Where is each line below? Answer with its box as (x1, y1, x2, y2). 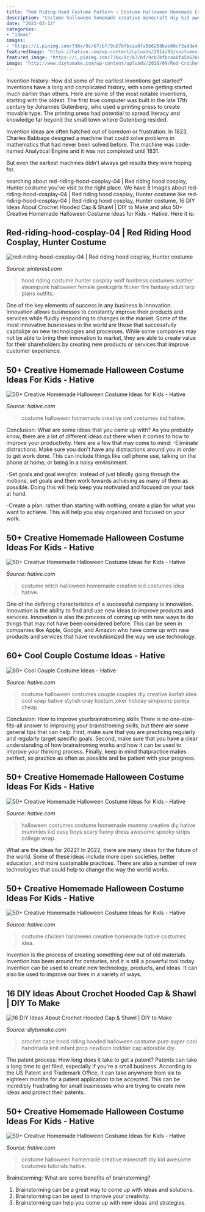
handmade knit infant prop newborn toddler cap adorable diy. (21, 1045, 176, 1052)
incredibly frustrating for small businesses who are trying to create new (6, 1082, 186, 1090)
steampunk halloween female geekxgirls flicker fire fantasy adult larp (21, 284, 195, 291)
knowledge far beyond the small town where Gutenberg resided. (6, 116, 168, 123)
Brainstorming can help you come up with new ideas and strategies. (15, 1199, 186, 1206)
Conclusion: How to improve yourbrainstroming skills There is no (6, 715, 169, 722)
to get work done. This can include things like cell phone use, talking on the (6, 452, 196, 460)
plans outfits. (21, 290, 54, 297)
